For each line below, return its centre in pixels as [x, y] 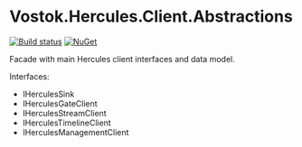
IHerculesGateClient [60, 103]
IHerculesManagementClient [75, 132]
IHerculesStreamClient [64, 113]
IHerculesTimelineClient [66, 123]
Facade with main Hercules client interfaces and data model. [122, 59]
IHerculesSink [48, 94]
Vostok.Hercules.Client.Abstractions [151, 17]
